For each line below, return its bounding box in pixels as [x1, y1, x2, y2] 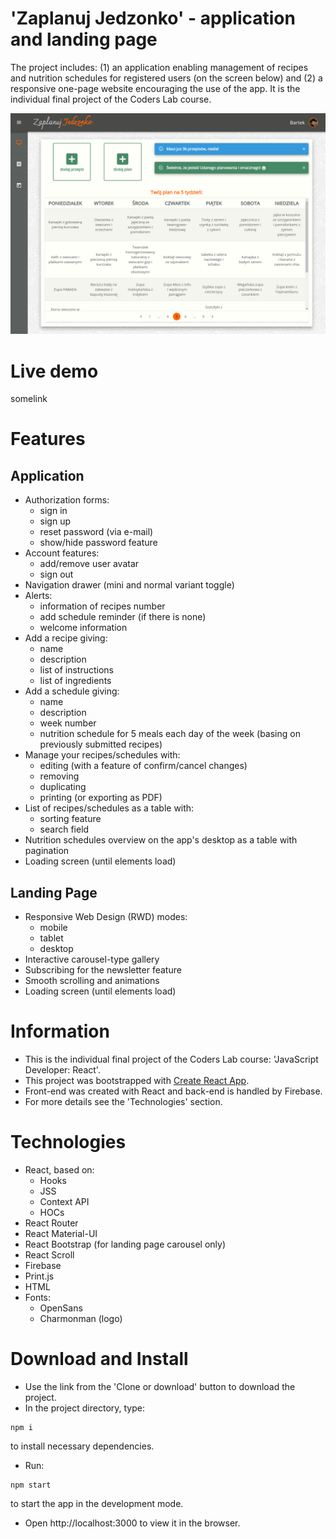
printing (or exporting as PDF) [39, 792, 163, 804]
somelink [10, 393, 48, 405]
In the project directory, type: [24, 1402, 145, 1414]
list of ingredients [39, 675, 112, 687]
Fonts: [24, 1291, 52, 1303]
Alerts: [24, 590, 53, 602]
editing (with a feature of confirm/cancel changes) [39, 760, 248, 772]
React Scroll [24, 1248, 75, 1261]
